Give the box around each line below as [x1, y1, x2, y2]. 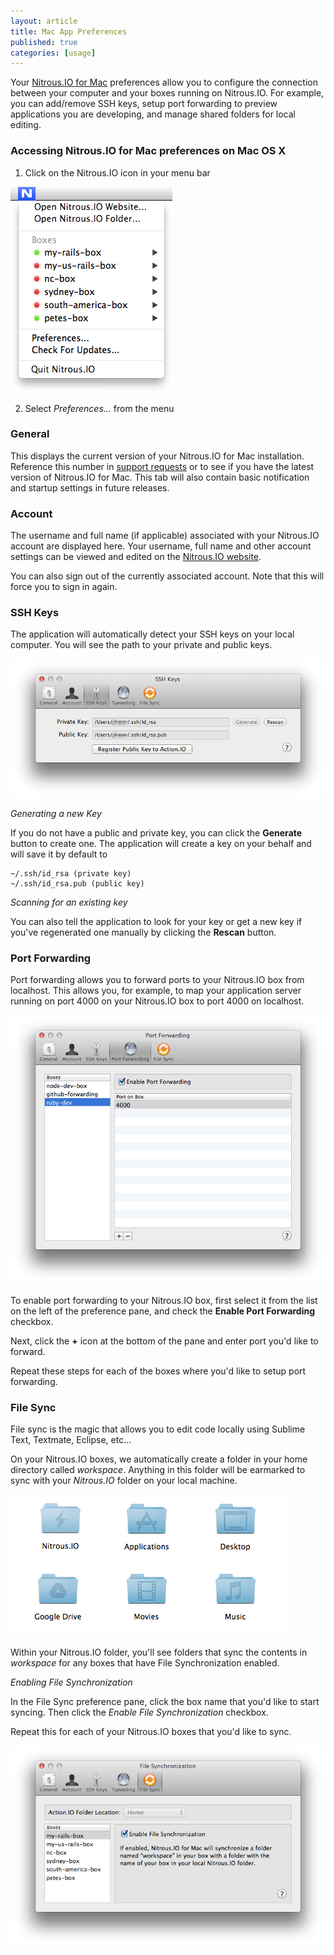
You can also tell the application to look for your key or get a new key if [10, 916, 303, 928]
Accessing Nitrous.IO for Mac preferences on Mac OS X [10, 144, 287, 158]
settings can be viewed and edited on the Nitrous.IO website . [10, 551, 262, 563]
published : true [10, 37, 78, 47]
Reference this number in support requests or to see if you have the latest [10, 460, 315, 472]
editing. [10, 119, 42, 131]
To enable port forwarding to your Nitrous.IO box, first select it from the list [10, 1294, 318, 1306]
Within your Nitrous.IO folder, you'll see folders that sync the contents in [10, 1646, 308, 1659]
